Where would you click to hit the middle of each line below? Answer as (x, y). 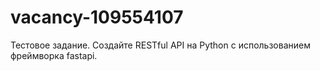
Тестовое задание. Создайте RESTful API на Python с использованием (160, 45)
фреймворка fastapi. (54, 55)
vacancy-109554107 (97, 17)
